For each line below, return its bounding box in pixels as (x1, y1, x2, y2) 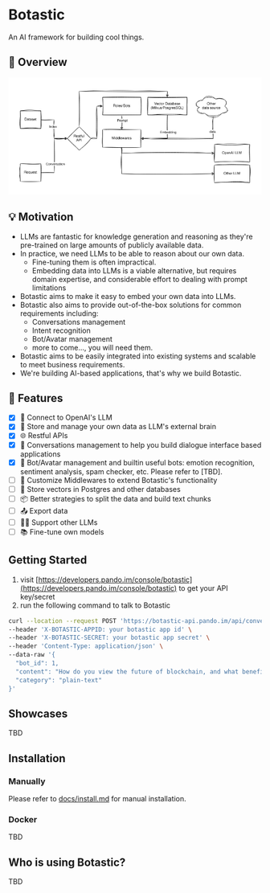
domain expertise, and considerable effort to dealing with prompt (31, 274, 247, 284)
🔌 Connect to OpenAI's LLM (19, 412, 112, 423)
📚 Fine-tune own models (19, 526, 104, 536)
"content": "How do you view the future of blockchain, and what (15, 667, 239, 676)
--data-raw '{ (8, 651, 56, 659)
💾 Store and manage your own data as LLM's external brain (19, 422, 217, 432)
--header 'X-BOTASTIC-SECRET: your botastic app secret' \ (8, 633, 211, 642)
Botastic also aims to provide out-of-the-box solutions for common (19, 300, 242, 309)
